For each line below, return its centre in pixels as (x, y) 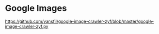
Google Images (36, 8)
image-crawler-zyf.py (27, 26)
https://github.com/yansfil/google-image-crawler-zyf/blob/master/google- (79, 21)
